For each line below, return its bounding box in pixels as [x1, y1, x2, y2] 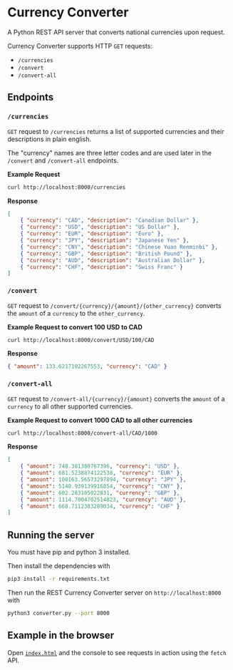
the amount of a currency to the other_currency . [7, 309, 145, 317]
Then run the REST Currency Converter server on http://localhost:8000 [7, 589, 222, 597]
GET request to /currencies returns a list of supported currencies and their [7, 127, 224, 135]
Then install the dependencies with [7, 562, 110, 570]
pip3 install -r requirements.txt [7, 575, 110, 583]
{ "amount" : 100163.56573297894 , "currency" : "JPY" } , [20, 476, 187, 483]
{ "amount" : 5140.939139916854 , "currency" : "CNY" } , [20, 483, 183, 490]
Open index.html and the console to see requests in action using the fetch [7, 648, 227, 656]
